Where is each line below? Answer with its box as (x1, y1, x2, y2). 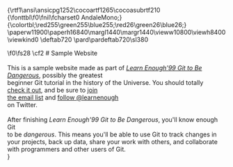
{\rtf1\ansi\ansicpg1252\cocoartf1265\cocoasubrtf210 (7, 6, 161, 14)
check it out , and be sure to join (7, 86, 98, 94)
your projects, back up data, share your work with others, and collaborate (7, 138, 218, 145)
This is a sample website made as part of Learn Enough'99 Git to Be (7, 64, 202, 72)
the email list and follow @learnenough (7, 93, 119, 102)
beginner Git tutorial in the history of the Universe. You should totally (7, 79, 204, 86)
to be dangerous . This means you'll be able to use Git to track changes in (7, 130, 217, 138)
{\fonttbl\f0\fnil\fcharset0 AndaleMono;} (7, 13, 122, 22)
